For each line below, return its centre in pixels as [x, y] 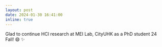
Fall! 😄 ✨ [15, 39]
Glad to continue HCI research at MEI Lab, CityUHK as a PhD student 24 [81, 34]
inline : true [19, 19]
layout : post [19, 10]
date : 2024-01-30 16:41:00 [34, 15]
